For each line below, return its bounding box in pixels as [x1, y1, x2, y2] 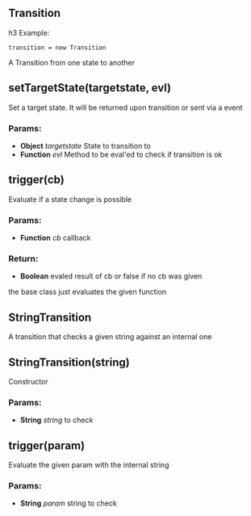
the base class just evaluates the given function [8, 287, 167, 297]
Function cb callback [19, 233, 91, 243]
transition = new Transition [8, 44, 107, 52]
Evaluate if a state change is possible [8, 194, 132, 204]
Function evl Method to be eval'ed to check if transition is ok [19, 149, 223, 159]
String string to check [19, 415, 94, 425]
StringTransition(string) [8, 355, 131, 369]
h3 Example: [8, 27, 50, 37]
